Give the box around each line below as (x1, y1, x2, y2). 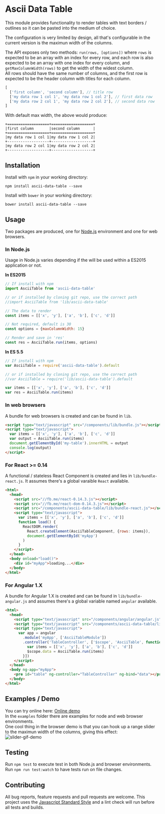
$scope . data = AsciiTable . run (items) (27, 649, 105, 654)
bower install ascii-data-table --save (5, 202, 87, 207)
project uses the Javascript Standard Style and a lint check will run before (5, 799, 155, 805)
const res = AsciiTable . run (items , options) (5, 340, 98, 345)
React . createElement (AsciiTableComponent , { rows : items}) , (27, 529, 151, 533)
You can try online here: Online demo (5, 708, 81, 713)
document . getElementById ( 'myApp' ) (27, 533, 98, 538)
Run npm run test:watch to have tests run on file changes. (5, 767, 123, 773)
